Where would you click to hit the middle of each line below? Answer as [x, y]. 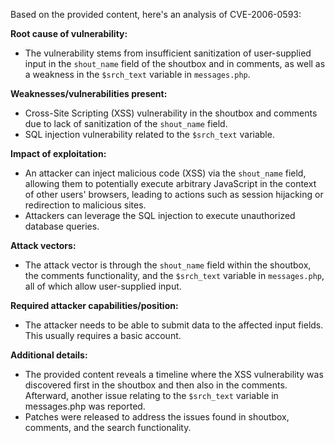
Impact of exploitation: [58, 153]
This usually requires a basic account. [103, 335]
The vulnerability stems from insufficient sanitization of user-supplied [168, 53]
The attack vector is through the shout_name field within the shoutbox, [168, 265]
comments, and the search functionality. [108, 427]
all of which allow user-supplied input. [103, 286]
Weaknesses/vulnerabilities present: [89, 93]
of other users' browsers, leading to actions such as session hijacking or [174, 194]
